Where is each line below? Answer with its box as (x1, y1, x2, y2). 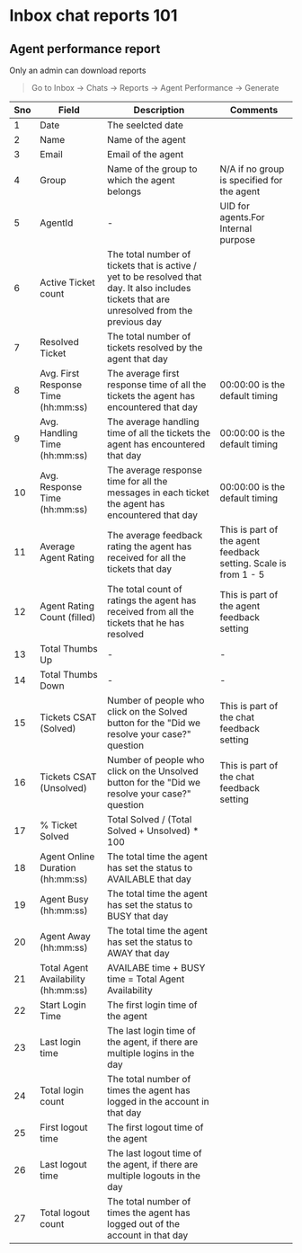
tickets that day (107, 563, 173, 575)
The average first (107, 368, 180, 379)
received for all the (107, 552, 187, 564)
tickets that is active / (107, 260, 198, 271)
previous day (107, 315, 162, 328)
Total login (40, 1084, 84, 1097)
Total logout (40, 1206, 90, 1219)
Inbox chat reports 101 (9, 5, 178, 26)
